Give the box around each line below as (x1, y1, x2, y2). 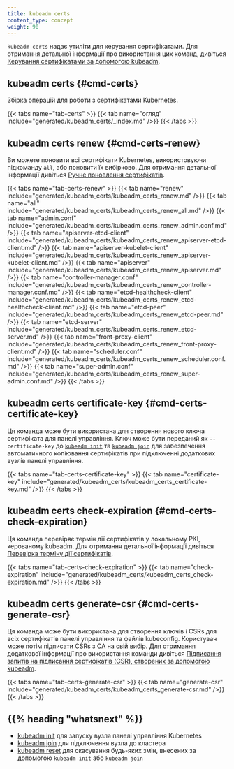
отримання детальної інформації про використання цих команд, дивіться (7, 50, 226, 58)
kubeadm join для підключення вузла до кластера (17, 739, 166, 747)
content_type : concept (7, 17, 73, 24)
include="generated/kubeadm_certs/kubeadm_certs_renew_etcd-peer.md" (7, 310, 224, 318)
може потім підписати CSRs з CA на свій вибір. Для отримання (7, 642, 196, 650)
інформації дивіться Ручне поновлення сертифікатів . (7, 170, 166, 179)
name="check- (170, 563, 214, 571)
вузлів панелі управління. (7, 456, 84, 464)
